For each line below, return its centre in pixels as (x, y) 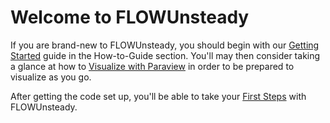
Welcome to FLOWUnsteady (130, 17)
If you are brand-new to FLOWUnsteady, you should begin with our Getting (165, 45)
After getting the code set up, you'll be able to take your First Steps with (158, 96)
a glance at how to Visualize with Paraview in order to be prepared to (152, 66)
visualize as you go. (51, 77)
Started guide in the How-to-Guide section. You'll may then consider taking (165, 55)
